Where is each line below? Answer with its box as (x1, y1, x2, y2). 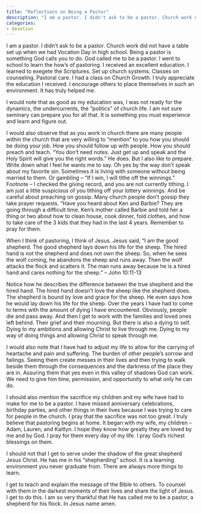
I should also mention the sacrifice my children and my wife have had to (6, 394, 185, 401)
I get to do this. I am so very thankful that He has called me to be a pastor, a (6, 494, 194, 501)
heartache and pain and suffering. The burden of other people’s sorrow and (6, 350, 194, 357)
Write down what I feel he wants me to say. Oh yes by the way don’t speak (6, 161, 191, 169)
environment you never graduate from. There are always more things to (6, 463, 183, 470)
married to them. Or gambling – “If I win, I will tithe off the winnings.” (6, 174, 176, 181)
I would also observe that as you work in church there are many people (6, 129, 182, 137)
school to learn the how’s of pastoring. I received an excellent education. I (6, 61, 189, 69)
